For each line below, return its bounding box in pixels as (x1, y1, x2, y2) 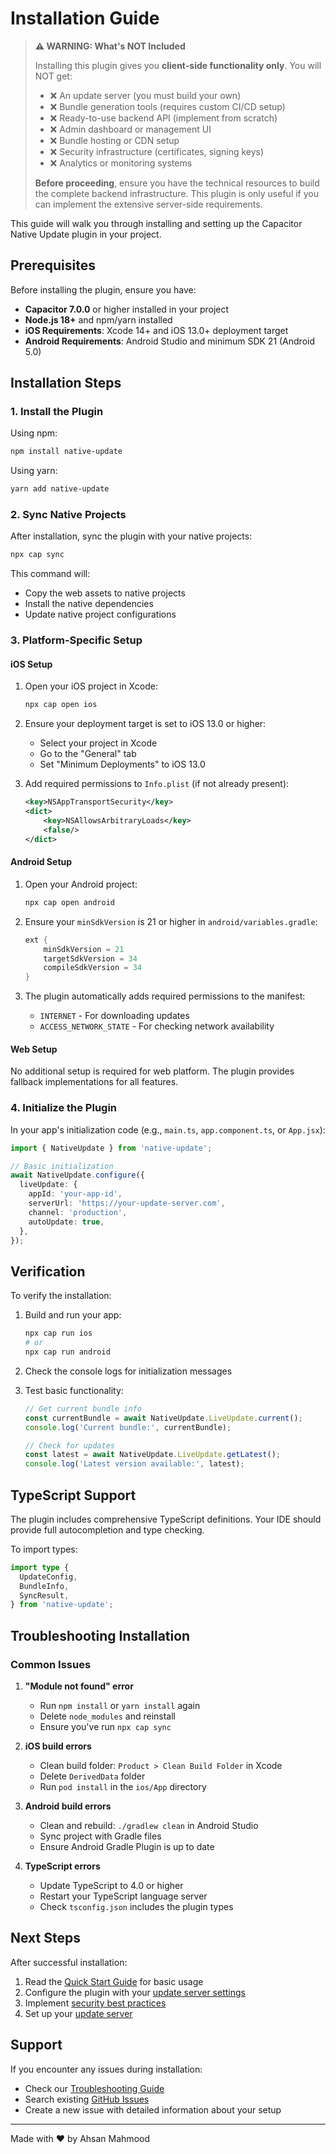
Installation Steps (10, 375, 122, 392)
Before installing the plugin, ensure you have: (10, 283, 197, 296)
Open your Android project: (24, 878, 138, 890)
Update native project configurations (24, 608, 177, 621)
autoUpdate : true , (28, 1217, 105, 1227)
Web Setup (10, 1043, 58, 1055)
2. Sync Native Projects (10, 508, 127, 522)
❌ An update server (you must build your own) (49, 89, 242, 101)
